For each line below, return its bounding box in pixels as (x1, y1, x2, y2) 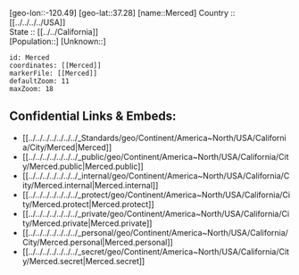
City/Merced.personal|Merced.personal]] (21, 237, 174, 247)
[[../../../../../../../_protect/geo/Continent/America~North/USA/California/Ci (21, 189, 291, 200)
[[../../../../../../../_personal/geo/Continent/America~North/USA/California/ (21, 227, 288, 237)
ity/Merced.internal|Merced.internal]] (21, 179, 159, 190)
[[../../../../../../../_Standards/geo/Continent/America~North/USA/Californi (21, 132, 287, 143)
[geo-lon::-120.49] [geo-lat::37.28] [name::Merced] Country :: (9, 8, 236, 18)
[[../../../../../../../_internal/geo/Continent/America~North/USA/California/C (21, 170, 290, 181)
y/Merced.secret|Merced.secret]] (21, 255, 145, 266)
